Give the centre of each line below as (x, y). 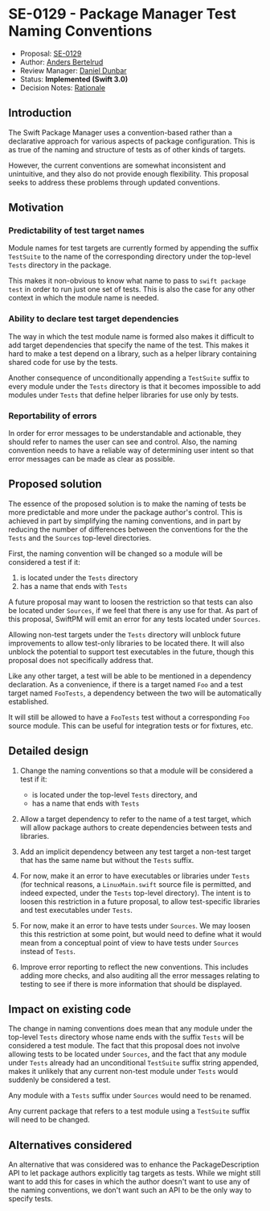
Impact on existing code (70, 1009)
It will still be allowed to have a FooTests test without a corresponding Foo (129, 717)
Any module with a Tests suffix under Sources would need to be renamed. (130, 1096)
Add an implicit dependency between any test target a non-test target (135, 852)
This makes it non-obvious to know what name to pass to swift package (127, 281)
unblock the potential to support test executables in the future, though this (131, 651)
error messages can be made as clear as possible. (92, 459)
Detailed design (49, 751)
